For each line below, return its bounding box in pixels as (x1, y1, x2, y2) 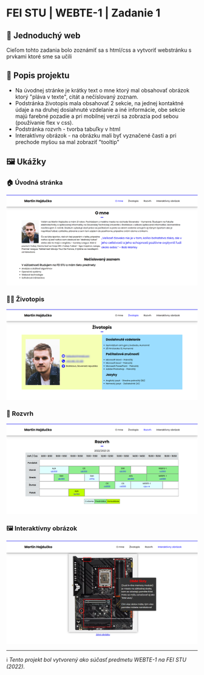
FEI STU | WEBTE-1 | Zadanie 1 (6, 6, 161, 20)
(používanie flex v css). (15, 119, 74, 126)
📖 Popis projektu (6, 71, 70, 81)
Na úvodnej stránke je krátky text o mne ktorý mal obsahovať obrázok (15, 86, 190, 94)
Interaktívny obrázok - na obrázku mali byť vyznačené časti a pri (15, 131, 177, 139)
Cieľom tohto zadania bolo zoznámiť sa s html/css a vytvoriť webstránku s (6, 46, 192, 54)
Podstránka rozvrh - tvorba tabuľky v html (15, 125, 121, 133)
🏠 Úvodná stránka (6, 178, 63, 187)
